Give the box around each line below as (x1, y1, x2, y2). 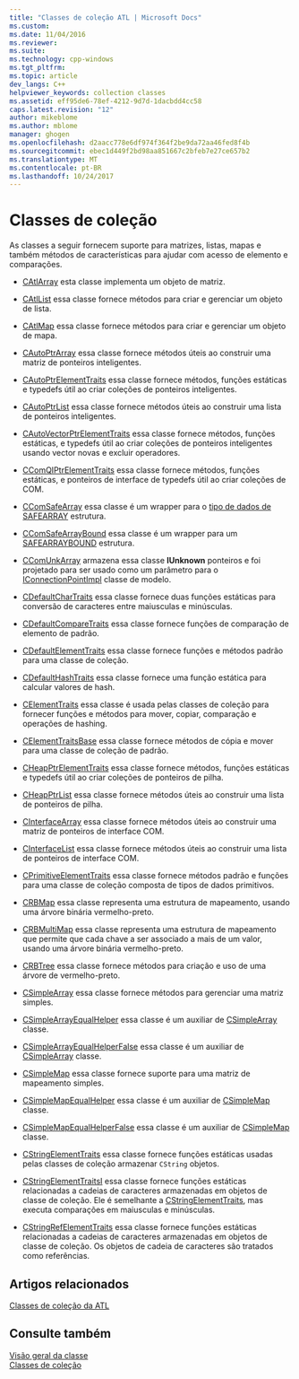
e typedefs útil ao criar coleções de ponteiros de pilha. (21, 772, 224, 783)
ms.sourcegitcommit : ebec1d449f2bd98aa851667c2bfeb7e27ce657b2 (9, 146, 251, 155)
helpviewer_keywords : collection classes (9, 88, 167, 97)
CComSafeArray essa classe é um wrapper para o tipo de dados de (21, 502, 271, 512)
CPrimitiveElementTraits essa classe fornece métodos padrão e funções (21, 870, 289, 881)
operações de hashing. (21, 719, 107, 729)
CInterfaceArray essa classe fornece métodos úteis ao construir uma (21, 816, 278, 827)
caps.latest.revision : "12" (9, 105, 115, 114)
